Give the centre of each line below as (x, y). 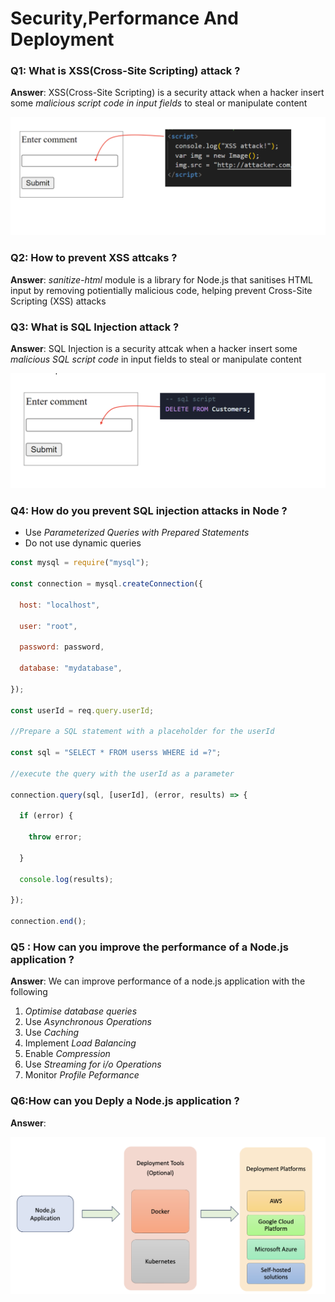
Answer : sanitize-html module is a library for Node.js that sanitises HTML (162, 279)
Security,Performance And (124, 18)
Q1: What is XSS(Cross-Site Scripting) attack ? (125, 71)
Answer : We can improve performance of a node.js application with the (158, 981)
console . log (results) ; (66, 879)
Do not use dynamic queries (83, 543)
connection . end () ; (48, 922)
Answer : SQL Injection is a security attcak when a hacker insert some (154, 349)
